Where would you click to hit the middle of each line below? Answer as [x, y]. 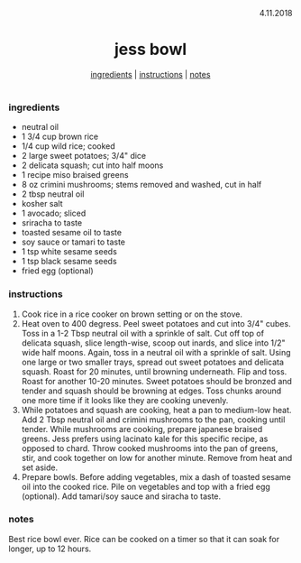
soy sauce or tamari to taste [73, 242]
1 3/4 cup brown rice [60, 137]
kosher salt [42, 204]
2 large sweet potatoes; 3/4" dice [84, 156]
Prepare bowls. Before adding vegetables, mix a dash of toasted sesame [156, 476]
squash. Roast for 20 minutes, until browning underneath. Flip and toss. [154, 371]
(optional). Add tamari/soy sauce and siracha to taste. [121, 496]
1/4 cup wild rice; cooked [68, 146]
